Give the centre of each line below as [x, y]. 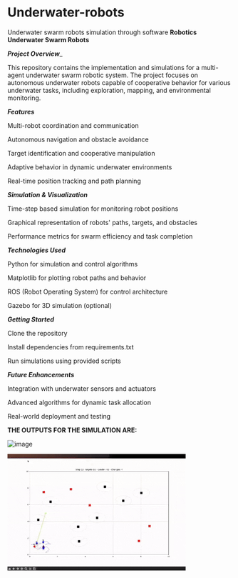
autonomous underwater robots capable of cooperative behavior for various [119, 82]
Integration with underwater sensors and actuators [82, 388]
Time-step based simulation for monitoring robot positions [93, 209]
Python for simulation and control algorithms [73, 264]
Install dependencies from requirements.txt [71, 347]
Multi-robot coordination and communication [73, 125]
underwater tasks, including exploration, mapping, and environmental [109, 90]
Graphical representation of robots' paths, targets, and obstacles [103, 222]
